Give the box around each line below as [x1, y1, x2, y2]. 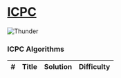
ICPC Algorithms [7, 44, 64, 54]
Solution [44, 62, 73, 72]
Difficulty [78, 62, 111, 72]
